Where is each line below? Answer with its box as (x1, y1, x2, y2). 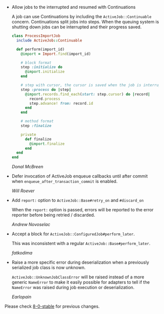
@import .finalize (29, 141, 65, 146)
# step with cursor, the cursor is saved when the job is (21, 83, 141, 88)
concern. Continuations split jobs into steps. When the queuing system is (11, 19, 160, 24)
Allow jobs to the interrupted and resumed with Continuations (11, 4, 136, 10)
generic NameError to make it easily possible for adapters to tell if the (11, 279, 150, 285)
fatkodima (11, 250, 33, 256)
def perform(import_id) (16, 46, 65, 52)
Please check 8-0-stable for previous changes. (4, 303, 100, 310)
